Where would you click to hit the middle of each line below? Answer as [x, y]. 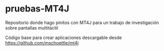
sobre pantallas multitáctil [32, 27]
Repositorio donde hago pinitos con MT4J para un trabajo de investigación [82, 22]
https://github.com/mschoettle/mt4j [42, 42]
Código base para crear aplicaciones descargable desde [63, 37]
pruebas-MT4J [37, 9]
